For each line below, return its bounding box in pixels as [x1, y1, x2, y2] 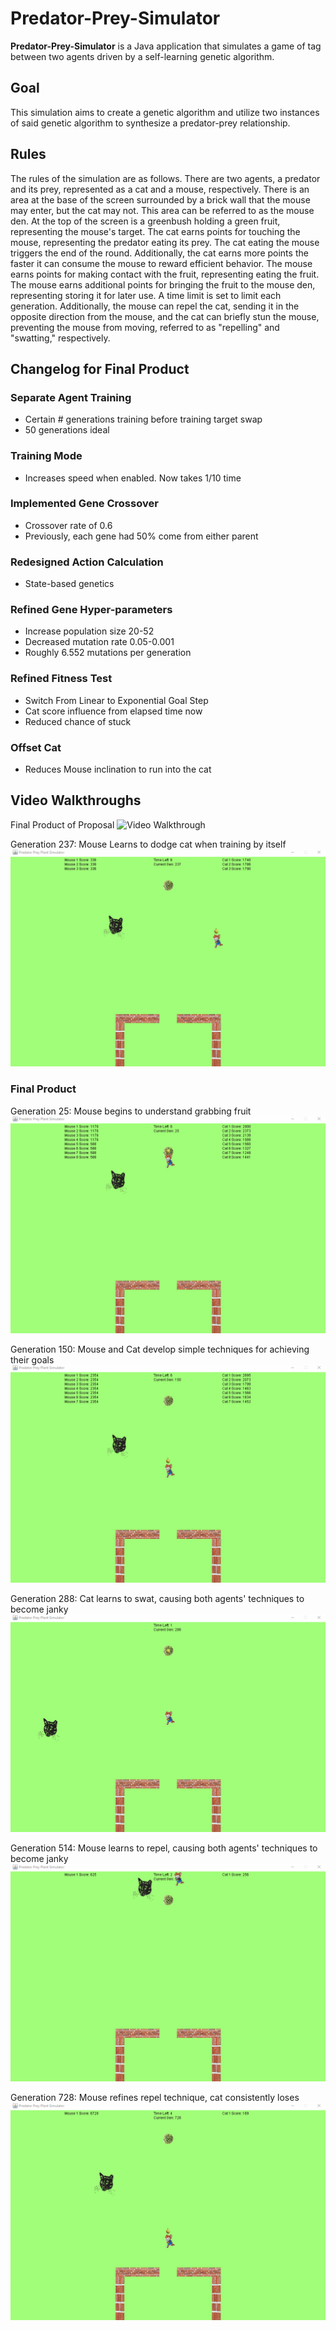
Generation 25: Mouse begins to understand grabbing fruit [10, 1105, 252, 1117]
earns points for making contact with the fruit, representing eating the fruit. [10, 268, 320, 280]
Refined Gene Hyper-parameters [10, 603, 173, 617]
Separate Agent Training [10, 390, 132, 404]
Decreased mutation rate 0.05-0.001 [24, 636, 175, 648]
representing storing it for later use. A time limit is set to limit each [10, 289, 282, 301]
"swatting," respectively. [10, 332, 111, 344]
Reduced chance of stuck [24, 715, 132, 727]
